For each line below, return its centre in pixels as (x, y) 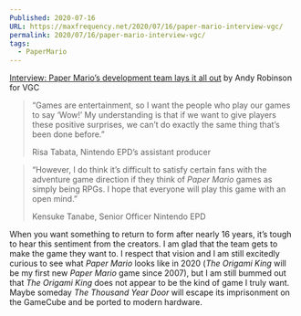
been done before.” (68, 134)
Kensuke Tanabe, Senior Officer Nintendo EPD (119, 216)
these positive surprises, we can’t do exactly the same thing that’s (156, 125)
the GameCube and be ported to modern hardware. (106, 302)
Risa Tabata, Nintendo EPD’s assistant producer (121, 153)
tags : (20, 43)
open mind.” (55, 199)
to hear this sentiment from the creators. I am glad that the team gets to (144, 244)
